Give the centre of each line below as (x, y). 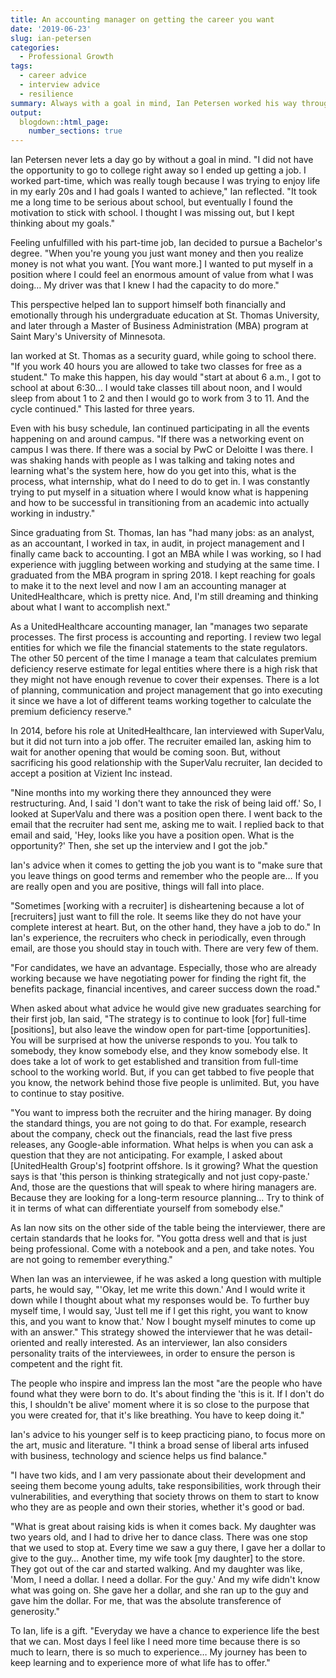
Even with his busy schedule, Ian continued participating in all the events (160, 428)
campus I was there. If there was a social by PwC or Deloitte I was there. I (161, 450)
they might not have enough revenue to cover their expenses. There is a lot (165, 680)
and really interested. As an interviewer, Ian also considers (167, 1343)
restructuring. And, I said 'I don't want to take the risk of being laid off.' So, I (166, 803)
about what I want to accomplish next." (90, 607)
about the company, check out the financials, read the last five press (151, 1134)
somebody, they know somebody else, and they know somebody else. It (159, 1051)
